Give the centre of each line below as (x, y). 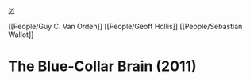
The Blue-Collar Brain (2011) (102, 66)
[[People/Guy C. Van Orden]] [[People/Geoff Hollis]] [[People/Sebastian (125, 26)
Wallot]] (21, 35)
